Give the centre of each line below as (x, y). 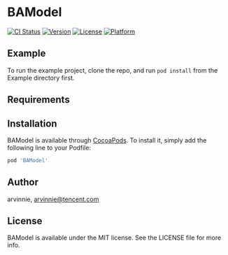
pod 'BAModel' (28, 160)
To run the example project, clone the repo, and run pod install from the (113, 70)
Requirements (38, 100)
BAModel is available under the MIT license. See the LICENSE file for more (114, 238)
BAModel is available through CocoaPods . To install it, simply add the (107, 140)
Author (23, 182)
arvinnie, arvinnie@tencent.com (53, 199)
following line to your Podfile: (49, 147)
